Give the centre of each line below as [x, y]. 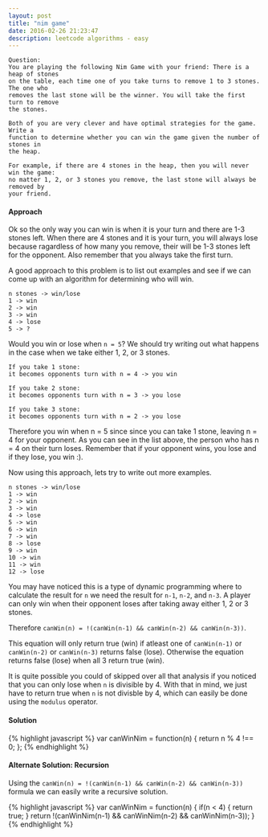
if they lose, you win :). [46, 457]
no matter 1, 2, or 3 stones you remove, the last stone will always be [132, 180]
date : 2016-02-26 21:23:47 [53, 31]
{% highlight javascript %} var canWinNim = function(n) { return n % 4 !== [131, 738]
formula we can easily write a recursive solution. [88, 791]
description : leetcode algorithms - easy [79, 38]
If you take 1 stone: [45, 367]
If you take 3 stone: [45, 410]
